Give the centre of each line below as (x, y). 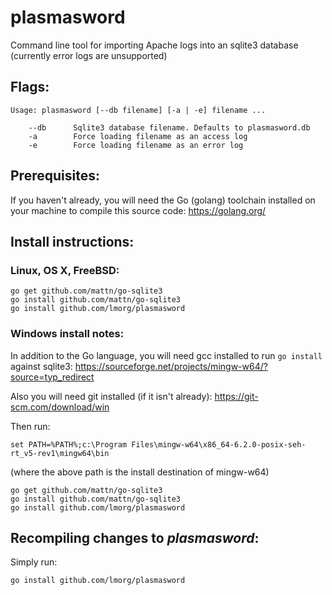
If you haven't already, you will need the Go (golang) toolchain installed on (163, 200)
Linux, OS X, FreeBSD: (65, 270)
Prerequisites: (55, 176)
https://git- (236, 396)
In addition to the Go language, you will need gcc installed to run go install (166, 355)
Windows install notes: (67, 334)
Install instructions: (72, 241)
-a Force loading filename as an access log (138, 136)
